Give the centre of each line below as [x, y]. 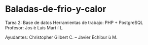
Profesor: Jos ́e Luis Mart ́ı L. [34, 27]
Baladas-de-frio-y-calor [56, 9]
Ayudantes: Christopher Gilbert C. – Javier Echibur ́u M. [61, 37]
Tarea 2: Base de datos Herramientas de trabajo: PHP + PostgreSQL [74, 22]
